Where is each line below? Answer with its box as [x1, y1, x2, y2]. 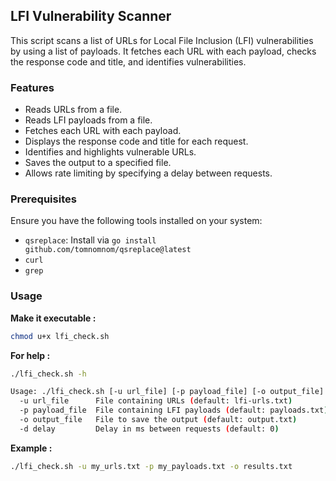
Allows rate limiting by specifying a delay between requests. [24, 167, 273, 179]
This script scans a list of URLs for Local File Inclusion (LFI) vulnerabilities [10, 34, 314, 46]
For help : [10, 349, 51, 361]
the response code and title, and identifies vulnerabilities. [10, 55, 247, 68]
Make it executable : [10, 312, 97, 324]
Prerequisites [10, 192, 77, 206]
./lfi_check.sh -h [10, 369, 87, 379]
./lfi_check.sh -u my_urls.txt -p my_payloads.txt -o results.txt [10, 461, 293, 471]
